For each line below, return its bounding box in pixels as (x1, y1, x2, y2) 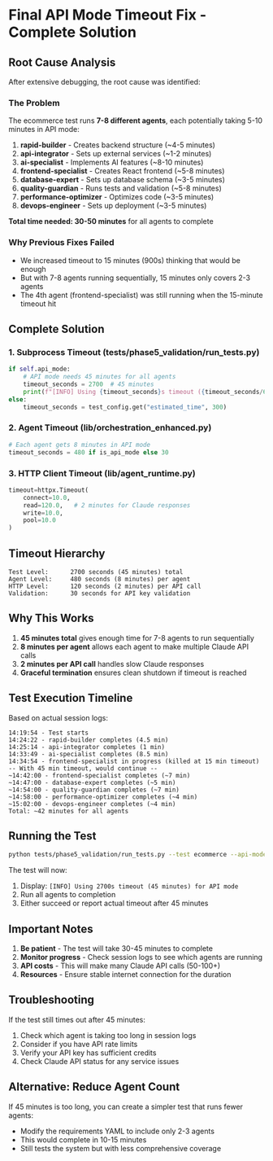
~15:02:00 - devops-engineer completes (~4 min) (8, 800, 176, 808)
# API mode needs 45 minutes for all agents (23, 373, 176, 381)
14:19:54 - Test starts (8, 729, 89, 737)
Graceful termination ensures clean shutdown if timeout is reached (19, 668, 247, 677)
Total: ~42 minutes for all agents (8, 807, 129, 815)
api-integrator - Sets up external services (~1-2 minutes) (19, 149, 212, 159)
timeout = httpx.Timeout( (8, 486, 89, 494)
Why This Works (8, 611, 95, 625)
